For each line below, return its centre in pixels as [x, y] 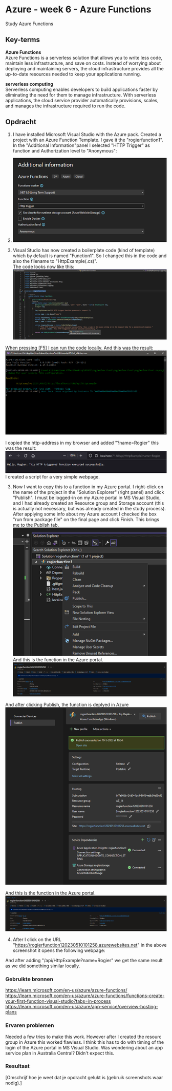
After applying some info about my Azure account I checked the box [85, 514]
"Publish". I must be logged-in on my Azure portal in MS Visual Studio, [87, 498]
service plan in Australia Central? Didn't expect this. [60, 1053]
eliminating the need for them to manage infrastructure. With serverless [81, 95]
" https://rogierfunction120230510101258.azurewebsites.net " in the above [90, 945]
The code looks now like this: [44, 266]
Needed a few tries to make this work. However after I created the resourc [83, 1037]
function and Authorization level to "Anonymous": [65, 150]
